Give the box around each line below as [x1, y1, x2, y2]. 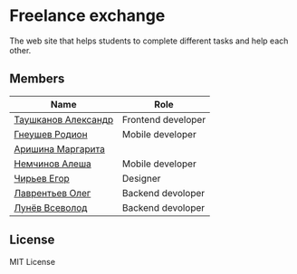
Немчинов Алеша [14, 157, 92, 170]
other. [9, 44, 32, 55]
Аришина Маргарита [14, 142, 106, 155]
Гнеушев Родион [14, 128, 88, 140]
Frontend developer [121, 113, 206, 126]
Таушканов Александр [14, 113, 114, 126]
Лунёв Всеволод [14, 201, 88, 213]
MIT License [9, 256, 56, 267]
